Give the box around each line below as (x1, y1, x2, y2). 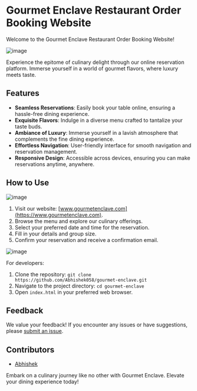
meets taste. (6, 71, 37, 78)
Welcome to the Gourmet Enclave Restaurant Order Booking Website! (6, 35, 175, 43)
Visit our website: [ (14, 205, 61, 212)
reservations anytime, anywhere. (14, 160, 94, 167)
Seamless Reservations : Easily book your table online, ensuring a (14, 104, 176, 111)
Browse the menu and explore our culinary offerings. (14, 217, 143, 225)
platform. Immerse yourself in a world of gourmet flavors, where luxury (6, 64, 179, 72)
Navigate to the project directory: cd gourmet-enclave (14, 282, 145, 289)
